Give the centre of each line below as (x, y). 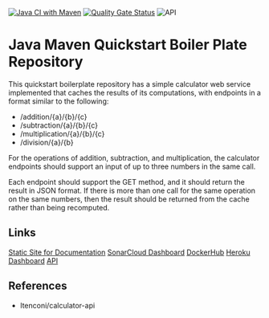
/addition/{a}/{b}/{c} (53, 116)
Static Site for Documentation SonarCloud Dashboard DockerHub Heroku (129, 252)
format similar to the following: (59, 101)
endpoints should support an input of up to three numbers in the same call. (132, 166)
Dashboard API (33, 260)
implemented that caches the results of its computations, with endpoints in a (134, 92)
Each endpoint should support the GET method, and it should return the (126, 181)
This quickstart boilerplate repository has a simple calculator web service (130, 84)
